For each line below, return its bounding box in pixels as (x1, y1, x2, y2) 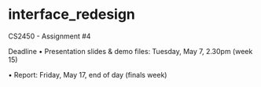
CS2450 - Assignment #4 (8, 31, 91, 41)
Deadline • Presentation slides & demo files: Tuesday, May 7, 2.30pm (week (8, 46, 253, 56)
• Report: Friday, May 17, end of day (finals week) (8, 70, 167, 79)
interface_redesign (8, 5, 136, 24)
